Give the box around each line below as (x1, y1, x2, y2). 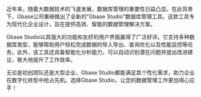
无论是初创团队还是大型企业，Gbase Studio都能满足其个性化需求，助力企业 (6, 69, 195, 76)
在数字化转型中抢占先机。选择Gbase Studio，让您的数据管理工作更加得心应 (6, 76, 195, 84)
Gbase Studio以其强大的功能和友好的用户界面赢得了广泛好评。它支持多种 (6, 33, 190, 41)
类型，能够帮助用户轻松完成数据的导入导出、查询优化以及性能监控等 (16, 41, 188, 48)
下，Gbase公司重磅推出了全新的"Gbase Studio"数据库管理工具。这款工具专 (6, 13, 195, 20)
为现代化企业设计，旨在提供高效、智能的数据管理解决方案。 (6, 21, 156, 27)
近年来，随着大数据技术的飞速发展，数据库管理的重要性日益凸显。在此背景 (6, 5, 193, 12)
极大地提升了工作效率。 (16, 56, 76, 63)
